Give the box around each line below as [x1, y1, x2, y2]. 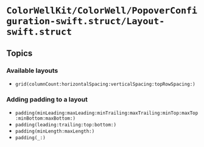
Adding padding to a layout [6, 95, 88, 103]
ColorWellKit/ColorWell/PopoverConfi [6, 5, 198, 16]
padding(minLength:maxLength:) [15, 128, 95, 135]
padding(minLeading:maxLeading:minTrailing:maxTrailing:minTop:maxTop [15, 110, 199, 117]
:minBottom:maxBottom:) [15, 115, 76, 121]
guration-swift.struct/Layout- [6, 16, 165, 27]
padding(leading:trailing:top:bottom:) [15, 122, 117, 128]
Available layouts [6, 66, 58, 75]
